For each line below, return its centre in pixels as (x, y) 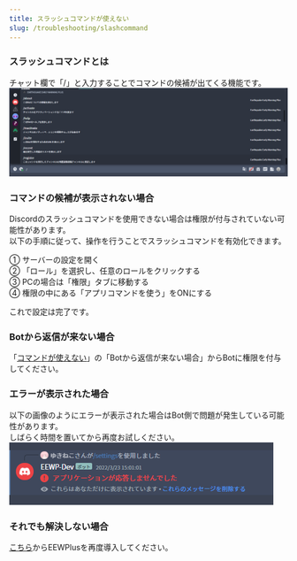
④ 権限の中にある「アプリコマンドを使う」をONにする (110, 293)
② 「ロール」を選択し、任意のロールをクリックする (105, 271)
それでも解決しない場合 (59, 526)
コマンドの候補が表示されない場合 (82, 197)
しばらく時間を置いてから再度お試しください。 (94, 437)
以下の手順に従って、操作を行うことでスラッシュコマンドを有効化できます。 (148, 241)
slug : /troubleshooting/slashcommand (79, 28)
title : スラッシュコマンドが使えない (69, 19)
